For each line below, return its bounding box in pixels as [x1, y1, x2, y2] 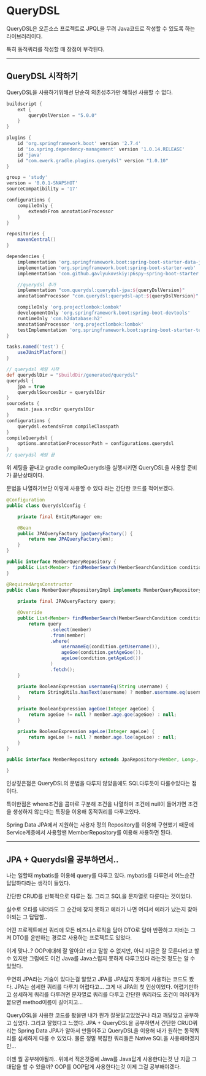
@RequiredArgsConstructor [6, 581, 72, 587]
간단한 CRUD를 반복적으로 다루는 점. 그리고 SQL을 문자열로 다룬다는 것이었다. [6, 892, 193, 900]
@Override [17, 610, 43, 616]
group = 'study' [6, 175, 48, 181]
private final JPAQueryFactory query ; [17, 599, 116, 605]
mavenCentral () [17, 237, 56, 243]
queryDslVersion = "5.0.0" [28, 112, 97, 119]
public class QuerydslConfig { [6, 502, 86, 509]
